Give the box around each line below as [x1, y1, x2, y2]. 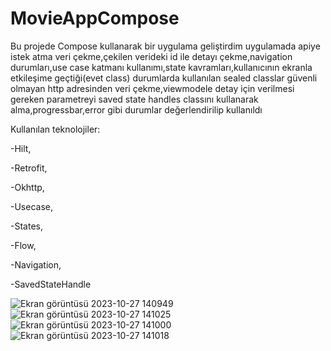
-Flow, [10, 239, 37, 251]
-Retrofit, [10, 162, 48, 174]
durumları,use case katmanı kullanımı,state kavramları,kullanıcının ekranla [10, 61, 313, 73]
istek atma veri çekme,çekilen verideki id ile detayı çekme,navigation [10, 50, 293, 62]
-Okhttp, [10, 181, 45, 193]
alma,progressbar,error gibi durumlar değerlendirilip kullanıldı [10, 103, 263, 116]
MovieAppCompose [10, 7, 180, 30]
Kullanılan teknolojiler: [10, 123, 101, 135]
